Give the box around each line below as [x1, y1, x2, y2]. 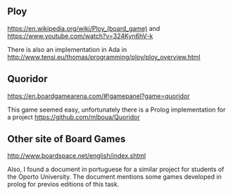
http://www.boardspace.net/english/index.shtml [7, 152, 146, 160]
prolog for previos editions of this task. [7, 180, 120, 189]
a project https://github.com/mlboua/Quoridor [7, 112, 141, 121]
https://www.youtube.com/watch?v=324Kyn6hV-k [7, 32, 153, 40]
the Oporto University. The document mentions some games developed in [7, 173, 222, 181]
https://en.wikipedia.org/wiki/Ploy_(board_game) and [7, 24, 160, 32]
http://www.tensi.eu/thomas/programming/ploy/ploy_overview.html [7, 53, 201, 61]
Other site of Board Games [7, 133, 126, 145]
